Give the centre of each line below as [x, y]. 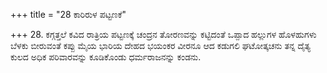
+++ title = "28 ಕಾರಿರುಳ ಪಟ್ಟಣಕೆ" [68, 14]
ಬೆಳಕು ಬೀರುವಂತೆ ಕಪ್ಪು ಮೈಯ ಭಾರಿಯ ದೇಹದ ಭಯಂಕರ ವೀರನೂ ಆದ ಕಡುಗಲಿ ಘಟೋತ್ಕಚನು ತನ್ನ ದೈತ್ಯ [160, 45]
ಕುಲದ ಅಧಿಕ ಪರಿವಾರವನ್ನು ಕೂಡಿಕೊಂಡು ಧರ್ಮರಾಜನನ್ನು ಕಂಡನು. [106, 57]
